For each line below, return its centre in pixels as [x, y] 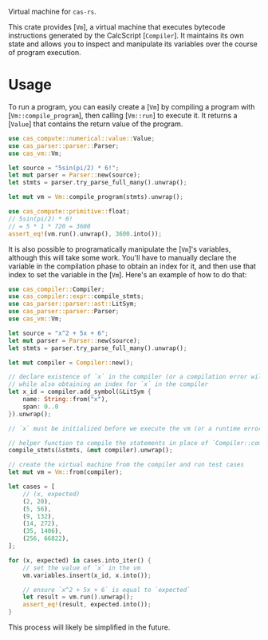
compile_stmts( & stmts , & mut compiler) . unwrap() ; [91, 451]
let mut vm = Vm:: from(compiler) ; [66, 472]
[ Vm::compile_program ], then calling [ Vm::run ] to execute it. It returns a [123, 115]
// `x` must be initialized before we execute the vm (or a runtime [124, 428]
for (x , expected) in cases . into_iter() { [80, 560]
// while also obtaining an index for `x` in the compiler [108, 384]
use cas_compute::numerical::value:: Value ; [82, 138]
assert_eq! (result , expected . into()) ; [87, 605]
